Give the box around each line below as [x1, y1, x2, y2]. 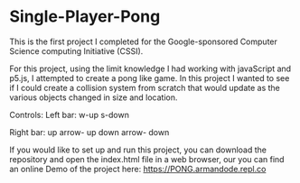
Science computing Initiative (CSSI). [9, 45, 144, 56]
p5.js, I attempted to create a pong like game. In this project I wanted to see [9, 72, 290, 83]
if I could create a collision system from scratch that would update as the [9, 82, 280, 93]
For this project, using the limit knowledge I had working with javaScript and [9, 63, 292, 74]
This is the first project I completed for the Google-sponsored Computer [9, 36, 278, 47]
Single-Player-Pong [9, 6, 161, 27]
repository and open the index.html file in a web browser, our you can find [9, 153, 285, 164]
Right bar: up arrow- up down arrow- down [9, 126, 170, 137]
